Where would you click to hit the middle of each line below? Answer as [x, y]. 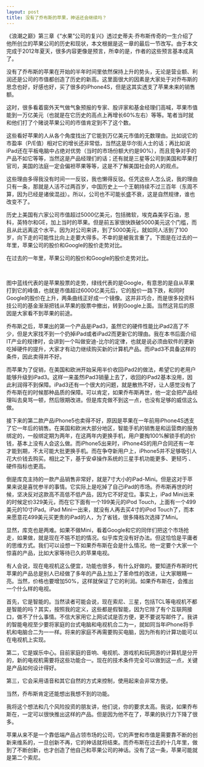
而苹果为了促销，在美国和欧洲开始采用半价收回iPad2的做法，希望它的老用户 [101, 369]
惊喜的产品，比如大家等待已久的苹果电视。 [59, 553]
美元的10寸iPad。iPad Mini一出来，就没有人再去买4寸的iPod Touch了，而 [98, 510]
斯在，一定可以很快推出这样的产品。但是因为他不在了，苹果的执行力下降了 [99, 714]
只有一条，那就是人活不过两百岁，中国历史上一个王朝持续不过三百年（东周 [99, 186]
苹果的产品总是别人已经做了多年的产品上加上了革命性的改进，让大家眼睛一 [99, 573]
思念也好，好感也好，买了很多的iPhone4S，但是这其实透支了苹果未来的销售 [101, 86]
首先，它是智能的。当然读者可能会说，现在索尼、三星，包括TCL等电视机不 [99, 601]
